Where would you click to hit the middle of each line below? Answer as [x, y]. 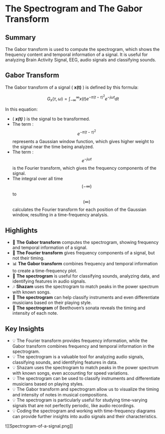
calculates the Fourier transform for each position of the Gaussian [79, 210]
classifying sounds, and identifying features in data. [65, 362]
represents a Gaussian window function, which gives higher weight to [83, 141]
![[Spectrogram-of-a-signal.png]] [39, 426]
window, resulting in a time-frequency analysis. [60, 215]
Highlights [21, 230]
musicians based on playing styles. [48, 384]
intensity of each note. [35, 313]
